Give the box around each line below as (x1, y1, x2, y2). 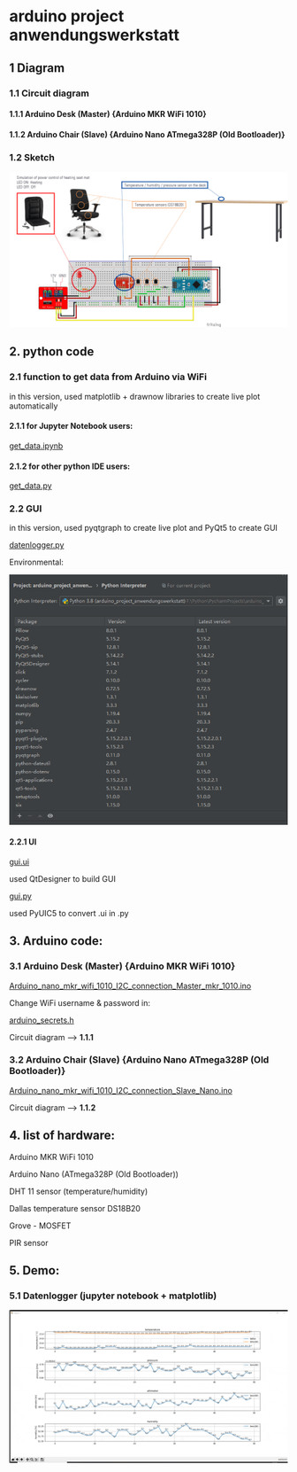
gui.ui (9, 856, 29, 867)
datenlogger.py (9, 540, 65, 550)
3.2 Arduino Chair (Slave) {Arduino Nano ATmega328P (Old (9, 1054, 270, 1066)
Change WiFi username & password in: (9, 997, 151, 1008)
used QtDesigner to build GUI (9, 873, 117, 884)
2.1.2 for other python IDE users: (9, 461, 131, 471)
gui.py (9, 891, 33, 901)
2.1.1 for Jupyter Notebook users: (9, 421, 133, 432)
